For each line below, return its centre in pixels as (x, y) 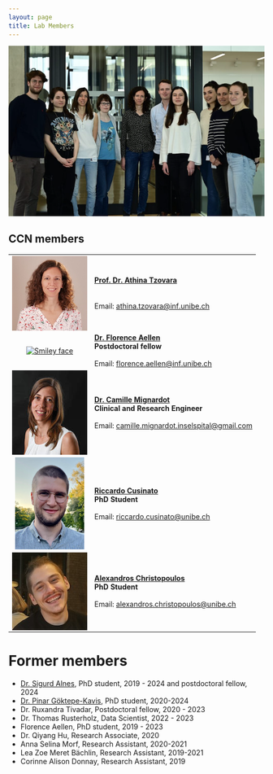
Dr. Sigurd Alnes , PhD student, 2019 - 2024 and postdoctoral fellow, (134, 684)
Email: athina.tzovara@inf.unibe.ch (152, 306)
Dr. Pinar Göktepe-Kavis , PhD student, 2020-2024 (104, 701)
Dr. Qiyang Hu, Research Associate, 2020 (90, 736)
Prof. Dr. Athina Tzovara (136, 280)
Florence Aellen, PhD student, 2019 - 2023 (92, 727)
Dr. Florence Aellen (128, 337)
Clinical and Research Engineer (149, 409)
